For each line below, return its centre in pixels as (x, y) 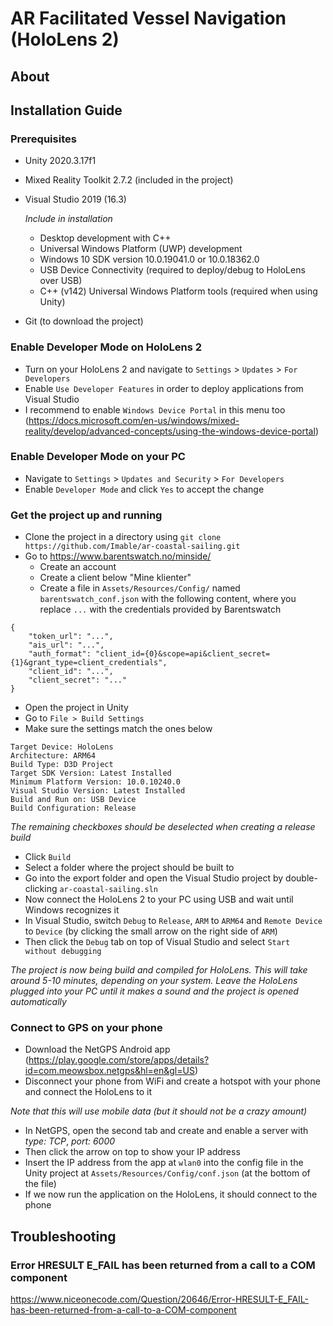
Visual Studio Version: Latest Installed (98, 791)
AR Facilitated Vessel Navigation (148, 18)
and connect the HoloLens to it (88, 1092)
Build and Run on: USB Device (73, 800)
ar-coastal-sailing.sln (108, 890)
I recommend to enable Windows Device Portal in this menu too (155, 409)
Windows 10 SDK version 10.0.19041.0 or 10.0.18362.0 (149, 259)
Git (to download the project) (84, 321)
